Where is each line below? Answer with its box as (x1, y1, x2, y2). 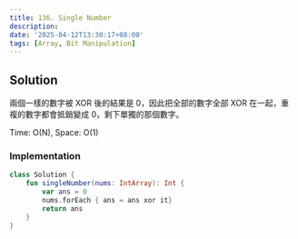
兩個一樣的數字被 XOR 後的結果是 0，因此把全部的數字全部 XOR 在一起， (9, 97, 282, 109)
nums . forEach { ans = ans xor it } (42, 195, 173, 204)
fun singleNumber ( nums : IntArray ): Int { (25, 179, 184, 188)
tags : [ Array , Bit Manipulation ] (9, 38, 136, 48)
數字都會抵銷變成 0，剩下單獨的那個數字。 (25, 109, 184, 120)
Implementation (9, 149, 82, 162)
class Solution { (9, 170, 75, 180)
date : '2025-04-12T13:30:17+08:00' (9, 30, 144, 39)
